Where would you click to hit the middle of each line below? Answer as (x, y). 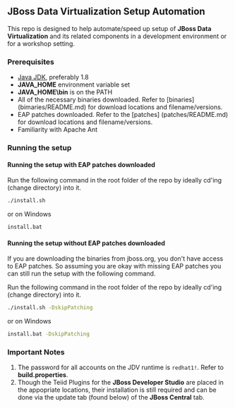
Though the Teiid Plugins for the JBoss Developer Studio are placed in (121, 383)
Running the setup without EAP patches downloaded (86, 243)
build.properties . (43, 375)
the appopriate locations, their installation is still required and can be (117, 390)
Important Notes (36, 352)
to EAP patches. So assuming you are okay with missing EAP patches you (114, 266)
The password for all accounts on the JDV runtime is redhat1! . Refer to (121, 367)
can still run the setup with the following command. (82, 273)
